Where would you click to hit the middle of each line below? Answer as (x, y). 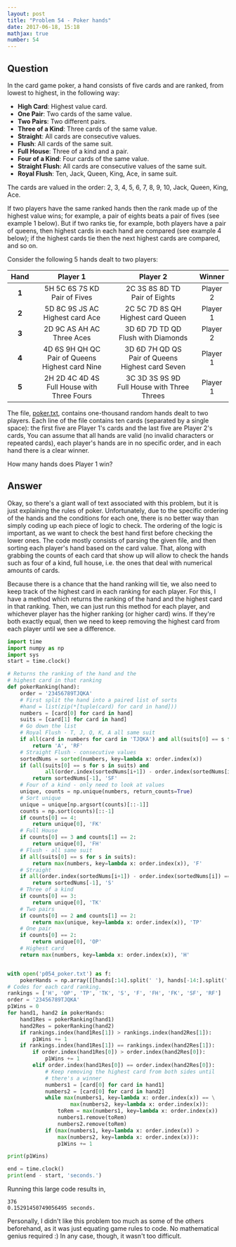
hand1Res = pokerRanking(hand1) (67, 1019)
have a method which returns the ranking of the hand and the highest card (115, 599)
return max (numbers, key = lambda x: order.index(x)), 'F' (117, 863)
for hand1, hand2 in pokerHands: (56, 1013)
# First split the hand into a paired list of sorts (99, 700)
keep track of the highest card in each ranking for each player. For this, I (112, 591)
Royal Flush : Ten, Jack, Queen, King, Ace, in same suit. (97, 174)
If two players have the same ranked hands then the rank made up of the (112, 208)
